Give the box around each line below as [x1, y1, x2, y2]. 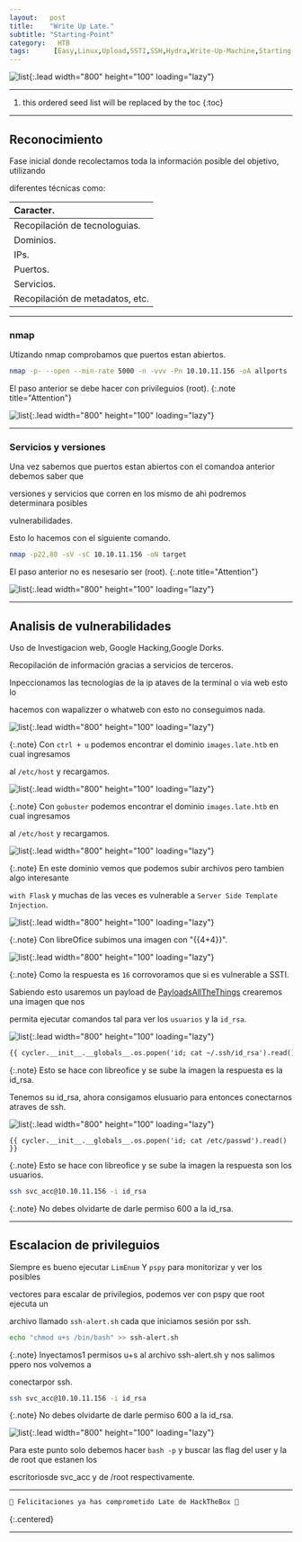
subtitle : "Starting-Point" [9, 30, 115, 39]
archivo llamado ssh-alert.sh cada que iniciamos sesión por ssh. [9, 1315, 252, 1326]
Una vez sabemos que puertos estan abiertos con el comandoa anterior [9, 461, 276, 473]
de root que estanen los [9, 1455, 97, 1465]
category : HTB [9, 38, 70, 48]
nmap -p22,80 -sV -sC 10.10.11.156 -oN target [9, 550, 187, 559]
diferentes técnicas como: [9, 182, 106, 194]
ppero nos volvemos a [9, 1358, 92, 1369]
